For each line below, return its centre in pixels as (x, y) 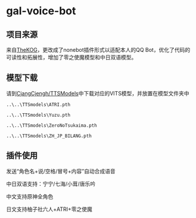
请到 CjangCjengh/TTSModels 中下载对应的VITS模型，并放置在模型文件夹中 (98, 93)
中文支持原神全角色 (30, 196)
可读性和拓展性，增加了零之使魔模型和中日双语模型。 (71, 57)
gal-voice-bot (41, 11)
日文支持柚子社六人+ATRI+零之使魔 (49, 209)
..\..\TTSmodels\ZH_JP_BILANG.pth (49, 136)
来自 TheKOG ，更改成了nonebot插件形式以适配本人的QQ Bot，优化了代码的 (98, 50)
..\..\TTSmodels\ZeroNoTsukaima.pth (52, 125)
